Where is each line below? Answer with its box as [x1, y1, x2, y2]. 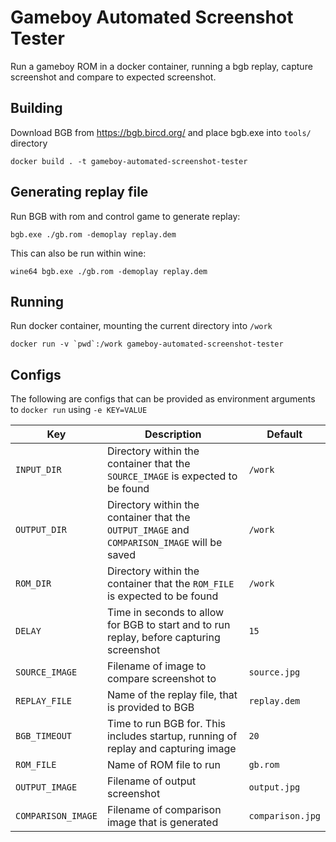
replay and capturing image [106, 742, 237, 756]
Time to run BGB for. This [106, 717, 226, 731]
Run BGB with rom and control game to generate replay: [10, 210, 241, 222]
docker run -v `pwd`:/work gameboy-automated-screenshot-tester [10, 339, 284, 350]
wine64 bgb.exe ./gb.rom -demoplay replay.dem [10, 266, 208, 276]
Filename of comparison [106, 803, 222, 817]
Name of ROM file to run [106, 758, 221, 772]
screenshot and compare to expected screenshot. [10, 71, 217, 83]
